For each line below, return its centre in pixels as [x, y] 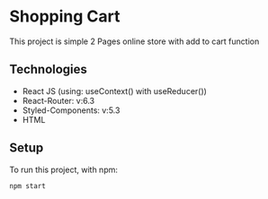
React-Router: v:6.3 [58, 100]
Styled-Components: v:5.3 [71, 110]
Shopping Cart [65, 17]
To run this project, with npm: [64, 169]
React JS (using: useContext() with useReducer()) [114, 91]
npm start [28, 186]
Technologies [49, 69]
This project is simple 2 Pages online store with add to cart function [134, 41]
